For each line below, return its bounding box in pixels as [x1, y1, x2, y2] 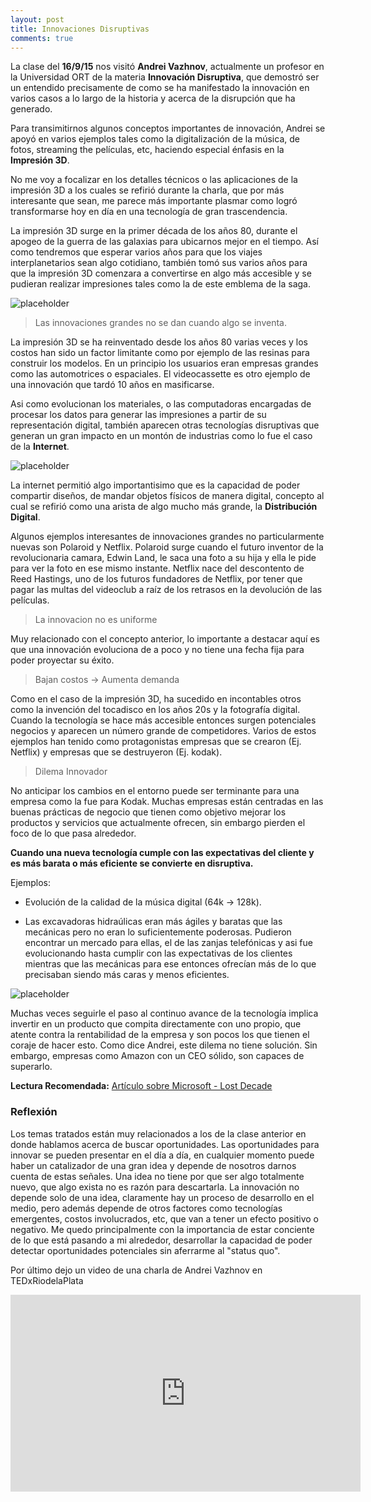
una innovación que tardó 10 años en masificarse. [10, 379, 215, 391]
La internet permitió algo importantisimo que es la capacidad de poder [10, 479, 301, 491]
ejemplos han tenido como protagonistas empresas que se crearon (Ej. [10, 736, 302, 748]
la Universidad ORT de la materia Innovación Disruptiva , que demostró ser [10, 71, 320, 83]
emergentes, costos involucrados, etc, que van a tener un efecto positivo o [10, 1212, 319, 1225]
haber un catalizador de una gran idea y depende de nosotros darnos [10, 1159, 297, 1171]
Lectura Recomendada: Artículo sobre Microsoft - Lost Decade [10, 1080, 273, 1092]
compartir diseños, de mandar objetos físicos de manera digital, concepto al [10, 490, 325, 502]
